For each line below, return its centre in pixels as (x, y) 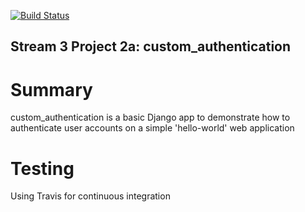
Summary (51, 89)
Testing (42, 168)
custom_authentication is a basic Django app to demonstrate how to (150, 117)
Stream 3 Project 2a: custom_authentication (151, 46)
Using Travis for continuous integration (90, 196)
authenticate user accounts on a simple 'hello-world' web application (152, 128)
